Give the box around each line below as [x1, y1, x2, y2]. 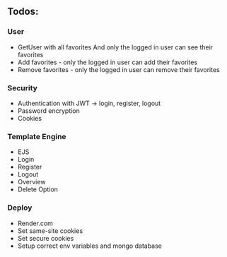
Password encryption [17, 106, 80, 115]
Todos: [7, 6, 39, 18]
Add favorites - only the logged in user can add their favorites [17, 58, 198, 66]
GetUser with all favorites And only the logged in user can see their [17, 42, 214, 52]
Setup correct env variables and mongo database [17, 241, 163, 250]
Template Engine [7, 131, 66, 141]
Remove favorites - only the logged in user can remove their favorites [17, 65, 221, 73]
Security [7, 83, 37, 92]
